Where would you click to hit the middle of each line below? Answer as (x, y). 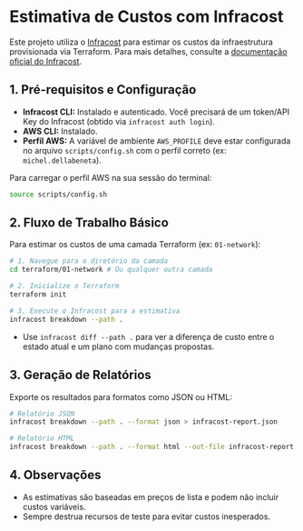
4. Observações (55, 475)
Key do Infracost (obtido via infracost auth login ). (119, 121)
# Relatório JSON (42, 414)
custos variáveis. (54, 506)
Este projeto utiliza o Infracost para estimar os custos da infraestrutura (142, 42)
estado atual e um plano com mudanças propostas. (118, 346)
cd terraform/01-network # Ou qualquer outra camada (111, 270)
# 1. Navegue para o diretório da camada (89, 261)
